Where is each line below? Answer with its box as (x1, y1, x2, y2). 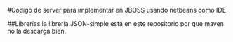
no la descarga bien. (7, 27, 67, 35)
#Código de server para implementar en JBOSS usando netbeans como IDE (7, 6, 227, 14)
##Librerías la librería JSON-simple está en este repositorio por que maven (7, 20, 225, 27)
